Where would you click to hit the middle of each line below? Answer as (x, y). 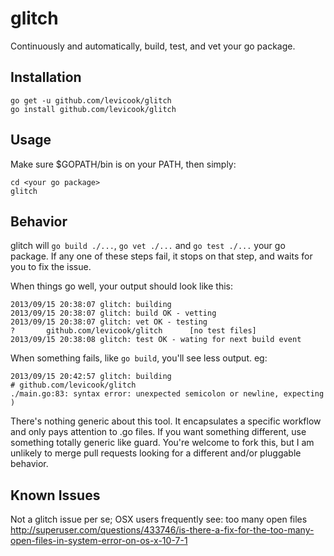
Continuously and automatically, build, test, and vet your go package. (153, 46)
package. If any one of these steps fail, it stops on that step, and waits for (161, 256)
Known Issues (55, 495)
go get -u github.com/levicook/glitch (91, 100)
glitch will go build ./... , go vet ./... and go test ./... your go (148, 246)
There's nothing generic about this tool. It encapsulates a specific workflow (166, 421)
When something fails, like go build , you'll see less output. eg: (139, 358)
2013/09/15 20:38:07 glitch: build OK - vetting (113, 313)
